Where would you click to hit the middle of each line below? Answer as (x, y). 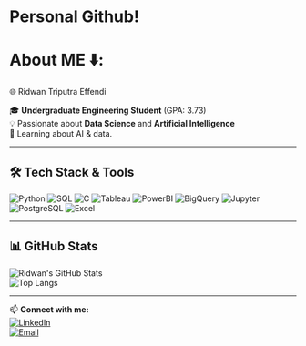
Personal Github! (74, 17)
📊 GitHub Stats (54, 246)
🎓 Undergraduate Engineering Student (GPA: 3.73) (108, 110)
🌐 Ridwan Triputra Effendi (58, 92)
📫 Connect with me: (49, 309)
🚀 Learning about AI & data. (61, 134)
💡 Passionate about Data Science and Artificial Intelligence (122, 124)
